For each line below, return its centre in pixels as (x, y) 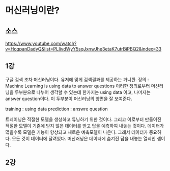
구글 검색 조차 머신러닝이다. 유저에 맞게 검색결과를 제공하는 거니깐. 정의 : (77, 79)
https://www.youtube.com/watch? (41, 43)
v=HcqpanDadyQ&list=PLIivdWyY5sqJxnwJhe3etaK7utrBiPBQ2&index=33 (83, 49)
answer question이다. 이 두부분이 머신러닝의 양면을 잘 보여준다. (69, 99)
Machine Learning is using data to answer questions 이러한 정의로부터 (78, 86)
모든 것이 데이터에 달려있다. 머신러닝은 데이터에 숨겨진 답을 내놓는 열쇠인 (84, 138)
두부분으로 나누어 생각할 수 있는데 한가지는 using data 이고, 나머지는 (83, 92)
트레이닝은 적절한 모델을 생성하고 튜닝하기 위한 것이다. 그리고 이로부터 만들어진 (83, 119)
